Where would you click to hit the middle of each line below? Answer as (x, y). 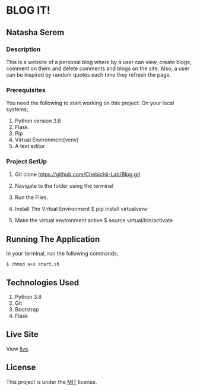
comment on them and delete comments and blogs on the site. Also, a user (98, 68)
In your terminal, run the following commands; (62, 254)
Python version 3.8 (38, 121)
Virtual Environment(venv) (47, 140)
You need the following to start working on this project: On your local (90, 103)
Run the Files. (31, 197)
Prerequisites (26, 90)
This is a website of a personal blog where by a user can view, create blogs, (99, 62)
